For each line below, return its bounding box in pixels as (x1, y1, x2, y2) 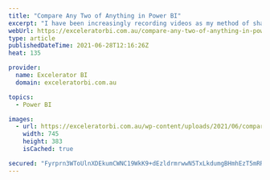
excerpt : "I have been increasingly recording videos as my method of (8, 19, 250, 27)
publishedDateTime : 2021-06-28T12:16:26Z (8, 42, 149, 50)
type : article (8, 34, 56, 43)
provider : (8, 63, 42, 72)
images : (8, 115, 35, 123)
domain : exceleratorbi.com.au (15, 78, 117, 87)
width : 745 (22, 130, 59, 138)
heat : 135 (8, 49, 42, 57)
